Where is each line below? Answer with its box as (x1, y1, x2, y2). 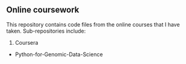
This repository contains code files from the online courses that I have (6, 21, 180, 28)
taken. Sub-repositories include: (6, 27, 86, 34)
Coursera (14, 39, 39, 46)
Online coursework (6, 5, 79, 15)
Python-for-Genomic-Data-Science (14, 51, 104, 58)
